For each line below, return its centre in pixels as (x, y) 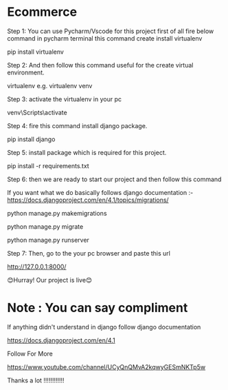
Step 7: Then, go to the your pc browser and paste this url (89, 253)
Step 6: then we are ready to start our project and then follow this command (114, 179)
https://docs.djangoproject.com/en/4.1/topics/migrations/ (88, 200)
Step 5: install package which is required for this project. (87, 152)
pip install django (31, 139)
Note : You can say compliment (98, 308)
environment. (26, 72)
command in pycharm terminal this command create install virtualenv (105, 38)
